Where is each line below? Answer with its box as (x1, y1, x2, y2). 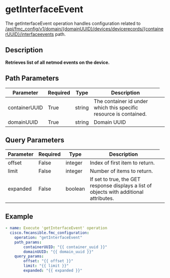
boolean (65, 185, 85, 192)
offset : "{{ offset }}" (23, 259, 73, 264)
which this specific (93, 104, 138, 111)
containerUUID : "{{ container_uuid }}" (23, 245, 108, 250)
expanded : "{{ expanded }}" (23, 268, 82, 273)
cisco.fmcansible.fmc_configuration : (10, 230, 90, 235)
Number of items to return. (90, 167, 153, 175)
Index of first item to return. (90, 159, 155, 166)
